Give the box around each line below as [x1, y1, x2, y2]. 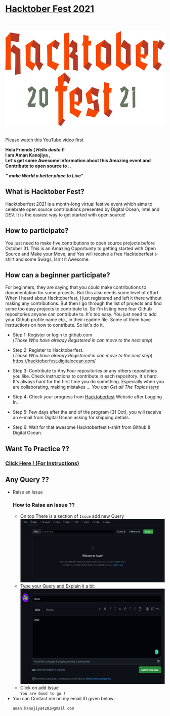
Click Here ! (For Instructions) [5, 459, 79, 466]
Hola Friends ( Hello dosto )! [5, 146, 65, 152]
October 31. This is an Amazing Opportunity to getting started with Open [5, 245, 156, 252]
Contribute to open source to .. [5, 163, 71, 169]
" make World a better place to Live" [5, 172, 83, 178]
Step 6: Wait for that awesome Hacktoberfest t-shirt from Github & [12, 424, 151, 430]
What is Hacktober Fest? [5, 188, 84, 196]
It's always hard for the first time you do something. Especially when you [12, 379, 164, 385]
